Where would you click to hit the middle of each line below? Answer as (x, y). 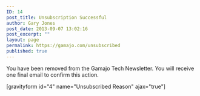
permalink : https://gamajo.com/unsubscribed (63, 46)
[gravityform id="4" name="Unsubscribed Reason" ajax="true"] (86, 86)
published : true (27, 51)
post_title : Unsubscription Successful (57, 18)
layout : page (23, 40)
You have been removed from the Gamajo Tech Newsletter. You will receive (100, 68)
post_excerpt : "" (28, 34)
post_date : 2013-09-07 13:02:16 (47, 29)
